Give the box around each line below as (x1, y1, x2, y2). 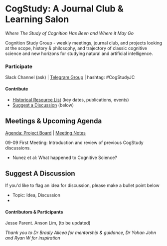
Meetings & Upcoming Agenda (5, 116, 102, 125)
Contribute (5, 85, 28, 91)
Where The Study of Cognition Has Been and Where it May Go (5, 30, 134, 36)
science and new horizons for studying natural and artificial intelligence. (5, 50, 154, 56)
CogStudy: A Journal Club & (5, 3, 124, 14)
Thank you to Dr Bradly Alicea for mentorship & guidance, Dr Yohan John (5, 229, 157, 235)
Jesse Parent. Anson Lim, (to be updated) (5, 220, 91, 226)
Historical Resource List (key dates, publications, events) (12, 97, 129, 103)
